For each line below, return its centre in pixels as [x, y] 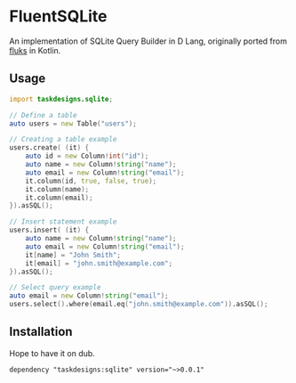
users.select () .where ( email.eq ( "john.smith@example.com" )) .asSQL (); [139, 305]
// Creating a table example [63, 140]
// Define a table [43, 115]
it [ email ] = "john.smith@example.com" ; [99, 263]
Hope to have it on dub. [52, 353]
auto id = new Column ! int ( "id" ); [87, 156]
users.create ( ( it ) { [49, 148]
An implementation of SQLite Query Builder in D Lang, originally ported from [148, 41]
